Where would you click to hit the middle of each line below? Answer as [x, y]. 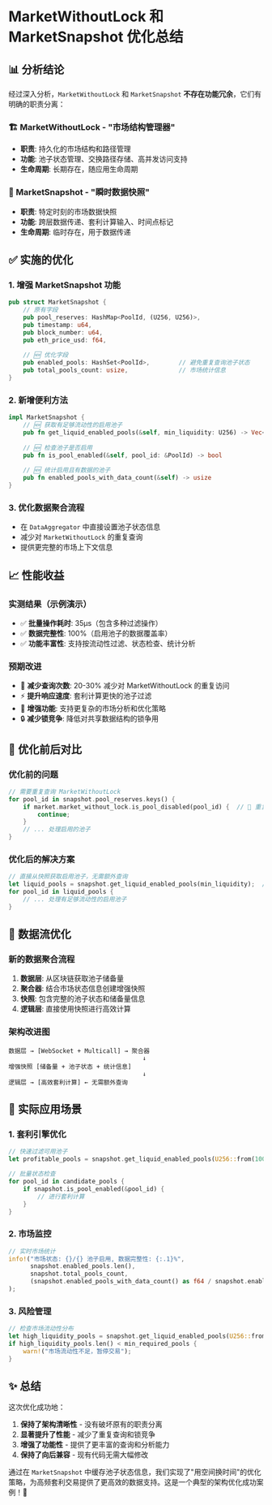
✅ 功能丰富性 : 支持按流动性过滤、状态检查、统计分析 [108, 643]
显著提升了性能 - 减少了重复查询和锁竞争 [88, 1434]
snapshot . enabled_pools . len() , [83, 1266]
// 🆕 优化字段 [46, 355]
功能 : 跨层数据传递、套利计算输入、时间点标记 [97, 222]
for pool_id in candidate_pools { [67, 1182]
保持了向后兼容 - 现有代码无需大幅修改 [84, 1455]
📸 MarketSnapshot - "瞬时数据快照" [79, 192]
